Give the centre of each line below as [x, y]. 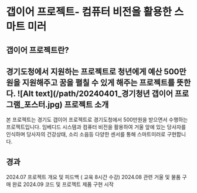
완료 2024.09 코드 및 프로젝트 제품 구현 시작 [63, 184]
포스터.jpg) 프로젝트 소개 [66, 104]
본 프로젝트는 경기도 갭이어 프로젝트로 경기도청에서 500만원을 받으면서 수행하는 [97, 120]
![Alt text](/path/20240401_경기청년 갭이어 [95, 93]
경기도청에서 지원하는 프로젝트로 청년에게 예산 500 [93, 72]
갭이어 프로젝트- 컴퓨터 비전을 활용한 [89, 12]
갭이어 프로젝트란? [38, 50]
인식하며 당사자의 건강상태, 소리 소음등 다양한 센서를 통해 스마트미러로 [86, 135]
